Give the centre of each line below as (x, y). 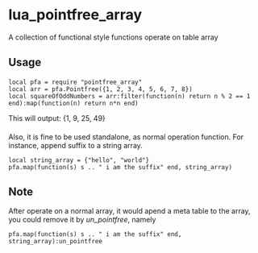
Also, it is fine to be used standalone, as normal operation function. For (126, 137)
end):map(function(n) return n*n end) (73, 103)
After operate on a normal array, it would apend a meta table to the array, (130, 211)
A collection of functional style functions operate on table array (114, 37)
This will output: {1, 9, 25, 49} (57, 118)
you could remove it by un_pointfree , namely (82, 220)
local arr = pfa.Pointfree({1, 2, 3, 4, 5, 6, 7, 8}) (101, 89)
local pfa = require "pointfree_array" (75, 82)
